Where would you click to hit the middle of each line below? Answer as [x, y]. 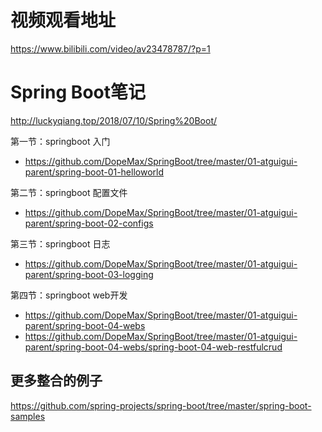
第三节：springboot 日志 [60, 243]
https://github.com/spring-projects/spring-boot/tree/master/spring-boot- [161, 405]
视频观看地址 [63, 20]
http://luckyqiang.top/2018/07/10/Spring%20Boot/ [114, 120]
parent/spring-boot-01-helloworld [94, 172]
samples [28, 416]
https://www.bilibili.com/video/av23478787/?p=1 [110, 48]
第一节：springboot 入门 [60, 141]
